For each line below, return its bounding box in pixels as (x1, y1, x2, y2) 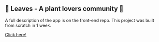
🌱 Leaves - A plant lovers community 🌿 (5, 5, 124, 13)
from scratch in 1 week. (5, 22, 52, 28)
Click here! (5, 31, 27, 37)
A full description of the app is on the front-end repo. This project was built (5, 17, 155, 23)
